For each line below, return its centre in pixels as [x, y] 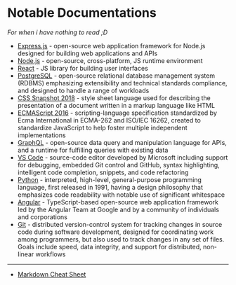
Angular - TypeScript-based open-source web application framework [118, 202]
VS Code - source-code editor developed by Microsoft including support [123, 157]
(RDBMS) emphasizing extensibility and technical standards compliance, [122, 83]
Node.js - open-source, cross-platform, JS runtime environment [110, 60]
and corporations [42, 217]
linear [26, 254]
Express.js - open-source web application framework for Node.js [111, 46]
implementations [41, 135]
